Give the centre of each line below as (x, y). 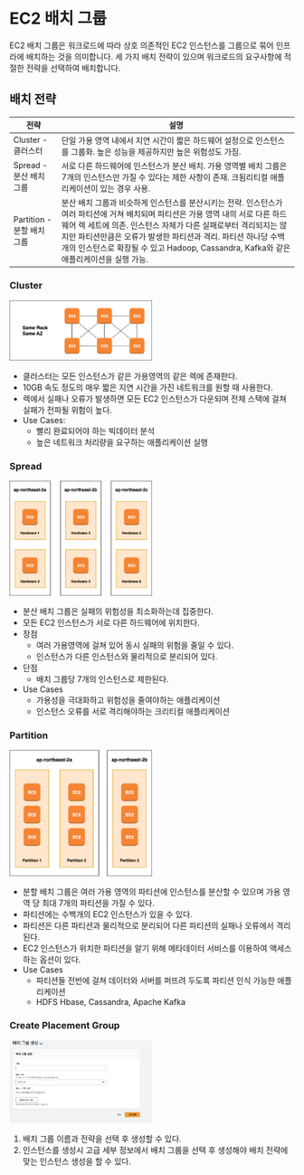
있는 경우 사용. (125, 188)
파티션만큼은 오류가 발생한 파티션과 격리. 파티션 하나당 (173, 237)
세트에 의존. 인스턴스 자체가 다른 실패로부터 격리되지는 (182, 225)
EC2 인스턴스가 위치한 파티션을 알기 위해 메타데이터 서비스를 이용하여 (145, 948)
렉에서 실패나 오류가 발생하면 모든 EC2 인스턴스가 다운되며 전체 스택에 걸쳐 (154, 399)
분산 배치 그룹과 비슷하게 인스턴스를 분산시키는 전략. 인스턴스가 (172, 203)
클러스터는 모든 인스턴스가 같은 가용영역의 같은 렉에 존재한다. (130, 376)
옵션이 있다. (60, 959)
